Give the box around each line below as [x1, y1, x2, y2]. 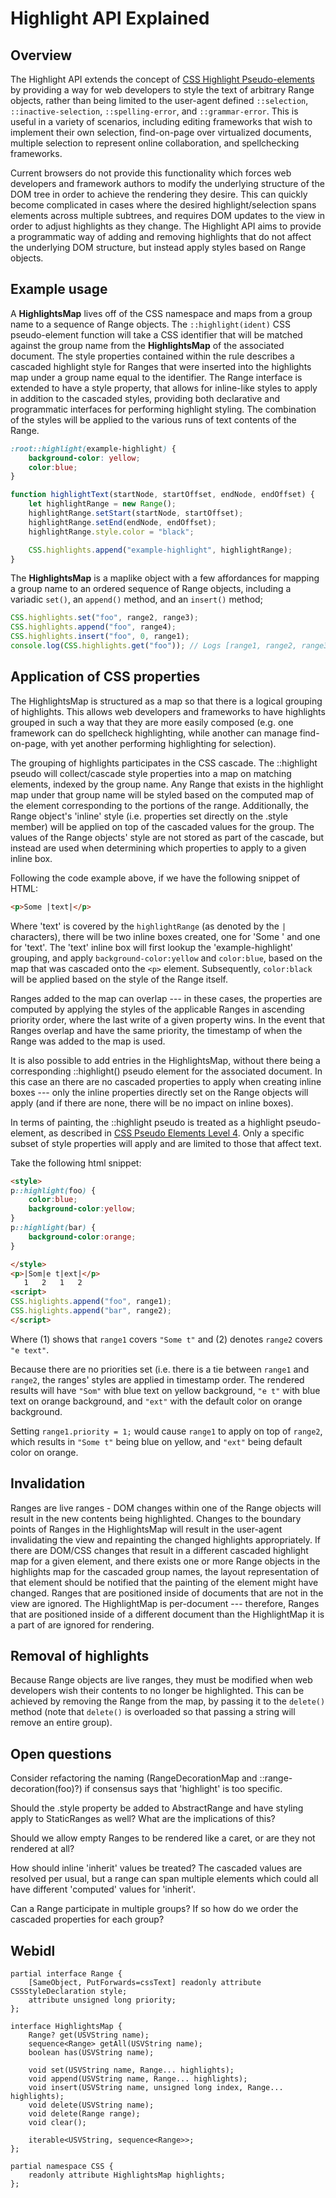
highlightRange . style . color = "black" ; [28, 527, 195, 537]
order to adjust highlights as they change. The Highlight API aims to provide [10, 220, 322, 232]
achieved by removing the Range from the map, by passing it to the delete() [10, 1695, 326, 1707]
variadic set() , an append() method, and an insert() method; [10, 593, 263, 606]
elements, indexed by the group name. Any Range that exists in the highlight [10, 778, 324, 790]
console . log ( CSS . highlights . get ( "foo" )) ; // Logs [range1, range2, [10, 641, 298, 651]
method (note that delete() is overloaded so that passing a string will [10, 1706, 296, 1718]
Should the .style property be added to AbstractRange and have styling [10, 1802, 304, 1814]
